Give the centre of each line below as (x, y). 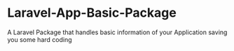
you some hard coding (40, 39)
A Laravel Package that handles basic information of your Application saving (117, 32)
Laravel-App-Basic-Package (92, 13)
